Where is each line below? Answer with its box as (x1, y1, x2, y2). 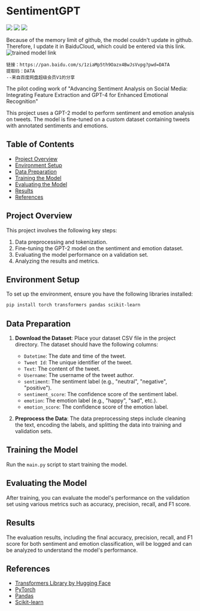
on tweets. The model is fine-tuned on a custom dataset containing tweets (6, 115, 190, 123)
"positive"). (23, 384, 52, 391)
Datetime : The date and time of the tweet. (23, 352, 126, 360)
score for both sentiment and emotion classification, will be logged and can (6, 540, 192, 547)
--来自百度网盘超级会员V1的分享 (6, 74, 75, 80)
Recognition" (6, 98, 38, 105)
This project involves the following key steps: (6, 226, 117, 234)
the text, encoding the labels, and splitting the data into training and (14, 421, 182, 428)
